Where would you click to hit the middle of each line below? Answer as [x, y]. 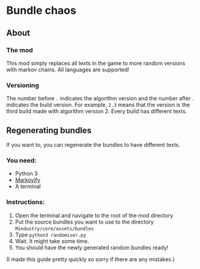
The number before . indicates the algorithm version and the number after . [101, 99]
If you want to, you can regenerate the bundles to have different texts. [93, 144]
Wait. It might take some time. [52, 241]
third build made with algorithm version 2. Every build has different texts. [97, 111]
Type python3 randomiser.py [50, 235]
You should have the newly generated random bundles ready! [92, 247]
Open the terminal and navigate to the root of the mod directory [94, 215]
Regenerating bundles [49, 130]
